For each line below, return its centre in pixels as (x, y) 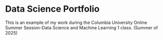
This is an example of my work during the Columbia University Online (76, 22)
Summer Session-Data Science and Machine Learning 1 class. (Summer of (81, 27)
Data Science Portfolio (52, 9)
